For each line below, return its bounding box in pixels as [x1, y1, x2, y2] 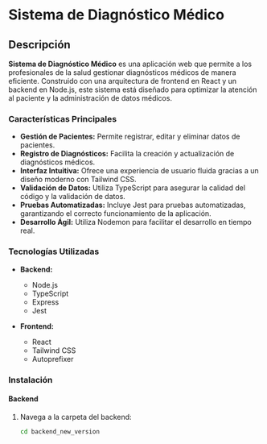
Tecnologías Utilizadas [8, 246, 100, 257]
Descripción [8, 38, 71, 52]
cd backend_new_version [19, 427, 101, 436]
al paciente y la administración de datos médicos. [8, 93, 173, 102]
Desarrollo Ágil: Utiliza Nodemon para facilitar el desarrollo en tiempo [19, 218, 252, 227]
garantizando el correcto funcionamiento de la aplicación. [19, 209, 212, 218]
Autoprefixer [31, 354, 74, 363]
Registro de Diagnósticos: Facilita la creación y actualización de [19, 149, 235, 159]
